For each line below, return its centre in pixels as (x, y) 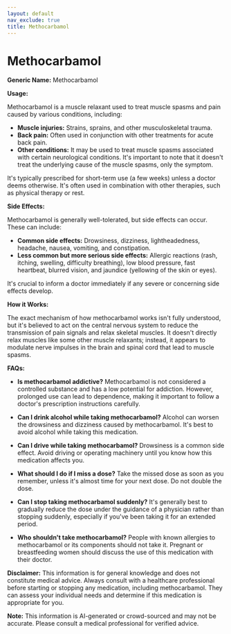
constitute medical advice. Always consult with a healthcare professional (111, 581)
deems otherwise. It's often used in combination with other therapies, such (114, 185)
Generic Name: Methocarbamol (53, 80)
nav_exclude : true (34, 20)
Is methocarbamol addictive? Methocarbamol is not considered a (111, 382)
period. (27, 524)
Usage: (18, 94)
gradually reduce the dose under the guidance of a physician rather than (121, 509)
